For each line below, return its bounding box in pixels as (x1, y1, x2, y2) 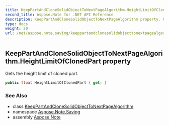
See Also (5, 92, 28, 99)
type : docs (5, 21, 28, 27)
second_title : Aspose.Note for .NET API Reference (5, 12, 114, 17)
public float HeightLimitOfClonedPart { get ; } (5, 80, 107, 85)
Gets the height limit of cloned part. (5, 70, 79, 76)
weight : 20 (5, 26, 28, 31)
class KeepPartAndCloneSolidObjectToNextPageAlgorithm (12, 103, 134, 109)
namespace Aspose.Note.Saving (12, 108, 80, 114)
